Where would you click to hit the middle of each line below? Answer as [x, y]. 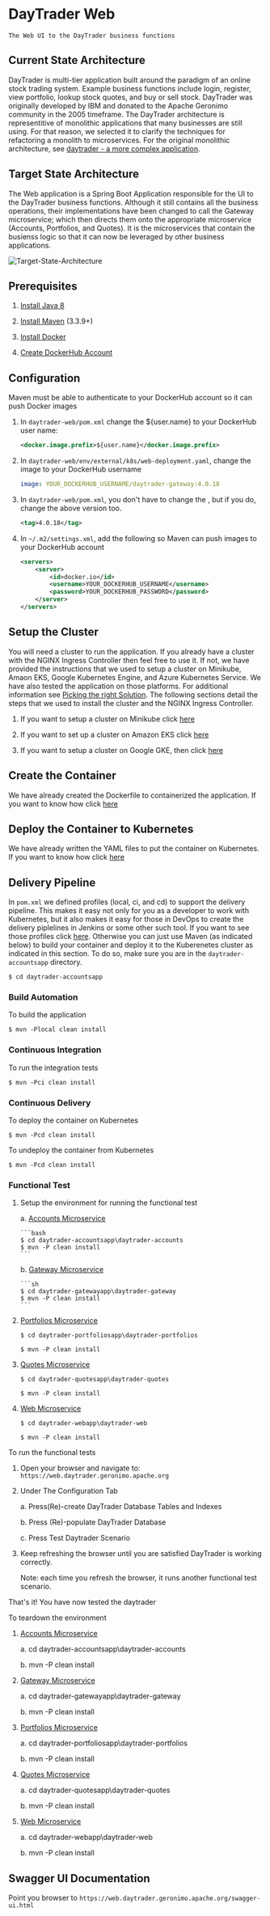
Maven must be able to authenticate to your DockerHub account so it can [131, 398]
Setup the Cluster [54, 632]
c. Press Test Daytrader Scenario [75, 1538]
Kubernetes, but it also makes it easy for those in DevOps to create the [126, 920]
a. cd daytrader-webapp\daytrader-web [86, 1838]
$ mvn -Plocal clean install [57, 1030]
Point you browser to [43, 1898]
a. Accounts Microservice [63, 1219]
